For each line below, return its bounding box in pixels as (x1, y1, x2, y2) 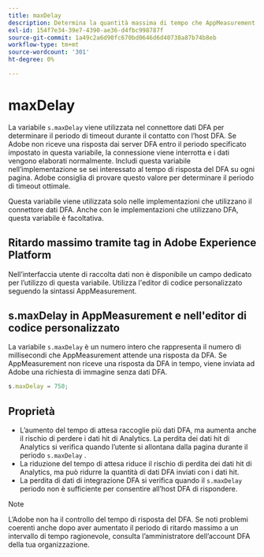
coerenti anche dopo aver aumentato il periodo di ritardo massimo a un (8, 523, 239, 533)
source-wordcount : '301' (8, 48, 90, 56)
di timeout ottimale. (8, 181, 71, 190)
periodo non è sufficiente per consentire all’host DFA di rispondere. (19, 484, 238, 494)
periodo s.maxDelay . (19, 450, 87, 460)
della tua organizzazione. (8, 540, 90, 549)
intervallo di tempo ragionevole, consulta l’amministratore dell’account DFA (8, 532, 251, 541)
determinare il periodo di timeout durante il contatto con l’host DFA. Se (8, 131, 236, 140)
